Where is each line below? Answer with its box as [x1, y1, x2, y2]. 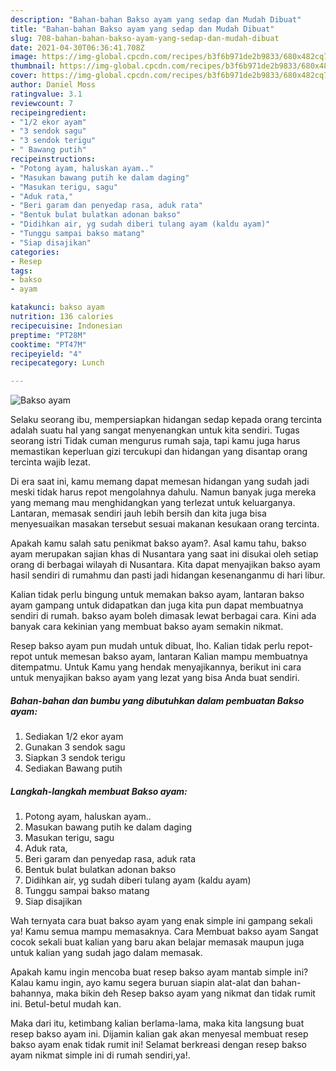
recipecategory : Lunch [10, 358, 105, 368]
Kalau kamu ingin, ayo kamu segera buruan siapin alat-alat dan [10, 977, 270, 989]
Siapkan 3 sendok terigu [24, 752, 126, 764]
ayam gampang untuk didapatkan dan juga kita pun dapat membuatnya [10, 599, 304, 611]
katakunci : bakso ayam [10, 302, 105, 313]
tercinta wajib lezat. [10, 456, 91, 468]
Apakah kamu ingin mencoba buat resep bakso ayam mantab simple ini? [10, 966, 309, 978]
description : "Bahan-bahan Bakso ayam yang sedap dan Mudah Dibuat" [10, 14, 302, 25]
